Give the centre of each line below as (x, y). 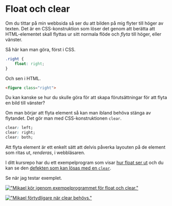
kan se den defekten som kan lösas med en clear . (58, 168)
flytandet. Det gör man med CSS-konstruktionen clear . (63, 118)
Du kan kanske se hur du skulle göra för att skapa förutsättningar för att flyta (86, 98)
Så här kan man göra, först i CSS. (41, 49)
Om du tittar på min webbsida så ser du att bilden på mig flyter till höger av (84, 23)
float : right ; (30, 64)
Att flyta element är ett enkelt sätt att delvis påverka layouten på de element (85, 147)
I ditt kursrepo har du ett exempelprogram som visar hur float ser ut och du (84, 163)
